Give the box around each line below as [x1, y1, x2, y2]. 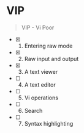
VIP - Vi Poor [21, 24, 55, 31]
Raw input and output [24, 55, 79, 62]
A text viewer [24, 68, 58, 75]
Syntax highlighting [24, 120, 74, 127]
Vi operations [24, 94, 58, 101]
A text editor [24, 81, 56, 88]
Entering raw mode [24, 42, 73, 49]
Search [24, 107, 43, 114]
